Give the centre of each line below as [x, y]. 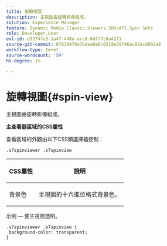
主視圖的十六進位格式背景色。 [80, 195]
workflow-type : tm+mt [33, 50]
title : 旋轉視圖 [24, 11]
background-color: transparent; [48, 232]
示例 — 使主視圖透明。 [33, 216]
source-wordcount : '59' [35, 55]
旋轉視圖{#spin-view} [60, 97]
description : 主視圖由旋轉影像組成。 [47, 17]
